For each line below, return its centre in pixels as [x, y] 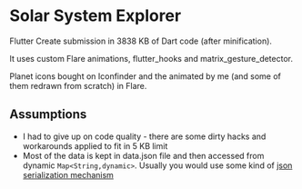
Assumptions [48, 114]
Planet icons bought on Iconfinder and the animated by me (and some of [146, 76]
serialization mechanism [68, 174]
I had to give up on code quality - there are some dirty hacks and [144, 136]
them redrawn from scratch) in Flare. [78, 85]
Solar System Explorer [96, 16]
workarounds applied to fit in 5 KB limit [95, 145]
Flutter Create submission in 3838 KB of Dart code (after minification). [141, 41]
